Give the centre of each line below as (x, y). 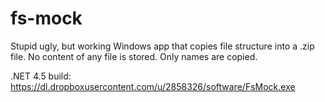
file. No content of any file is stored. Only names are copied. (134, 56)
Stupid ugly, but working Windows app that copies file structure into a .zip (162, 46)
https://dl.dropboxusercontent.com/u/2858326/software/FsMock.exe (153, 86)
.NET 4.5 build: (41, 76)
